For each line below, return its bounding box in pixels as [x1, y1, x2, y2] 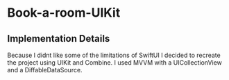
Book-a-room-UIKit [7, 5, 121, 21]
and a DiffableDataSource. [7, 66, 83, 74]
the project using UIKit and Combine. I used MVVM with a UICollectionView [7, 58, 222, 67]
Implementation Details [7, 33, 110, 45]
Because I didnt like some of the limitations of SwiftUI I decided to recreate [7, 51, 221, 59]
